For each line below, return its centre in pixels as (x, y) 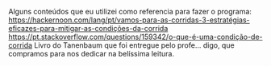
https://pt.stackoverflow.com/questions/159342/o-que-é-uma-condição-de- (136, 37)
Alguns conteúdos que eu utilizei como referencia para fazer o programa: (130, 12)
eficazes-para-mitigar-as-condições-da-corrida (88, 28)
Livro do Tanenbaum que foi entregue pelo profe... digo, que (135, 45)
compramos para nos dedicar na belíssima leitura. (92, 54)
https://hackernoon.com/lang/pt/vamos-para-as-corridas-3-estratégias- (129, 20)
